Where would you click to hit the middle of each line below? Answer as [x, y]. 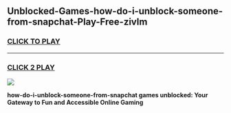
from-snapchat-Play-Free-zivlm [77, 22]
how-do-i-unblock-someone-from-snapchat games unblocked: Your [108, 95]
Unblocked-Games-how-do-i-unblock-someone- [115, 11]
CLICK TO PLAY [34, 42]
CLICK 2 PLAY [31, 67]
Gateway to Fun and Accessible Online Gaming [75, 102]
